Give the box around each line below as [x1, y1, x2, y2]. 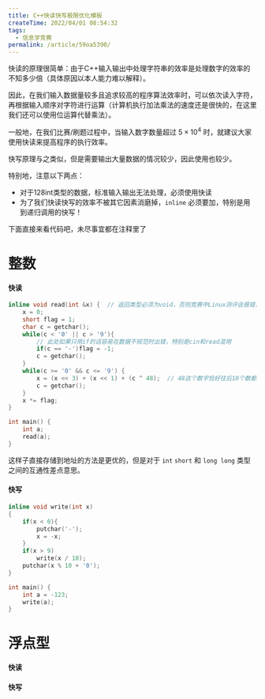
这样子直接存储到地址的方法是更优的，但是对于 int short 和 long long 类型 [8, 455, 251, 465]
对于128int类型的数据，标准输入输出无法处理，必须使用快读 [19, 187, 212, 197]
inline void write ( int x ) [8, 503, 93, 511]
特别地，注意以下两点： [8, 171, 84, 180]
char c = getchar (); [22, 323, 90, 331]
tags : [8, 26, 26, 34]
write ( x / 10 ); [36, 554, 87, 562]
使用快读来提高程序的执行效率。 [8, 137, 112, 146]
